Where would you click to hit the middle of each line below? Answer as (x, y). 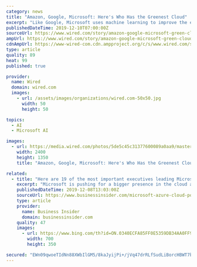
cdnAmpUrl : (19, 44)
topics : (16, 120)
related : (17, 173)
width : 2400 (31, 152)
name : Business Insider (51, 211)
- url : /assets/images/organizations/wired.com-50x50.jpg (89, 98)
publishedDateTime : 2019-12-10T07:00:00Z (57, 28)
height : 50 (35, 109)
